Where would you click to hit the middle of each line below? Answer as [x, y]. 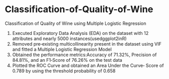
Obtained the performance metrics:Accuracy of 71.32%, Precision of [84, 55]
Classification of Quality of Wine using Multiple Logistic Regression [76, 23]
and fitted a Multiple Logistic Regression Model [62, 49]
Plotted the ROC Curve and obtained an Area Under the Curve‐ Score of [88, 65]
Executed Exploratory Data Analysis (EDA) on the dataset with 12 [80, 33]
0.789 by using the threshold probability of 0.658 [64, 71]
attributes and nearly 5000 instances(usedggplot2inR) [69, 38]
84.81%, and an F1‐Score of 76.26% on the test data [67, 60]
